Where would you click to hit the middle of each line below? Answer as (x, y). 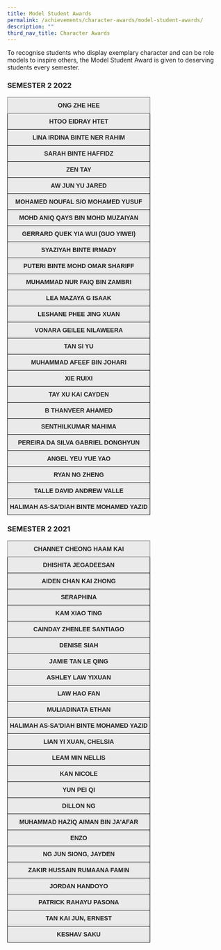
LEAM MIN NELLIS (79, 757)
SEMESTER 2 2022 (40, 85)
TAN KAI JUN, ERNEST (79, 918)
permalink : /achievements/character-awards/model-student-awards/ (105, 20)
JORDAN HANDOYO (79, 886)
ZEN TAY (79, 169)
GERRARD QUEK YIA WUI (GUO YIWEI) (79, 234)
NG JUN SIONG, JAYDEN (79, 854)
